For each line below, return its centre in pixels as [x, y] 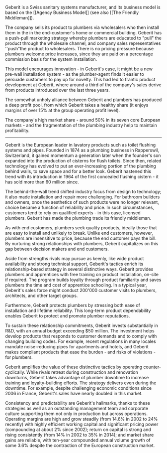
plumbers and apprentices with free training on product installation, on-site [82, 274]
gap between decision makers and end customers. [57, 249]
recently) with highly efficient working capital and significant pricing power [82, 424]
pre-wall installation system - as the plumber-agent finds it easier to [75, 74]
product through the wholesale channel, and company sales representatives [83, 43]
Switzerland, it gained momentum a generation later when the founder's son [83, 155]
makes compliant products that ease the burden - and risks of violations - [80, 352]
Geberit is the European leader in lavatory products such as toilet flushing [81, 145]
